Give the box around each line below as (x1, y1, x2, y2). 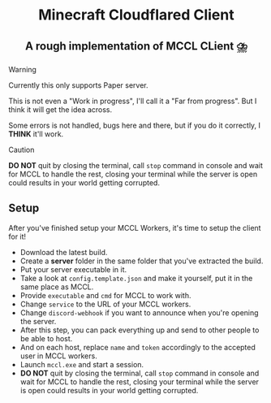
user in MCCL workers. (19, 351, 97, 361)
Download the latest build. (19, 247, 108, 257)
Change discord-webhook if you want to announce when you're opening (19, 307, 259, 318)
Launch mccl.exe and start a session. (19, 359, 144, 369)
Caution (8, 145, 35, 154)
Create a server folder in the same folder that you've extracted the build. (19, 256, 264, 266)
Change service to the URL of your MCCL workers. (19, 299, 191, 309)
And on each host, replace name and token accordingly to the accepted (19, 342, 256, 352)
